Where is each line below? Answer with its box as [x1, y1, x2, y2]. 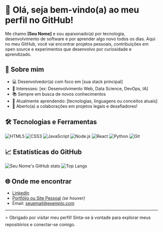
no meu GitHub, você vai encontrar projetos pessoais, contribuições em [5, 41, 149, 47]
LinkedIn [12, 190, 30, 196]
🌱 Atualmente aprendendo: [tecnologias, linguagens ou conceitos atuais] [12, 98, 158, 104]
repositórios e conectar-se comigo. [5, 222, 76, 228]
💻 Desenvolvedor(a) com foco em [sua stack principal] [12, 79, 123, 84]
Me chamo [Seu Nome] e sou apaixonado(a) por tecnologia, [5, 31, 125, 36]
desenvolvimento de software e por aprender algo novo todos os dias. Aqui [5, 36, 156, 42]
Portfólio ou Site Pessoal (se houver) [12, 195, 85, 201]
